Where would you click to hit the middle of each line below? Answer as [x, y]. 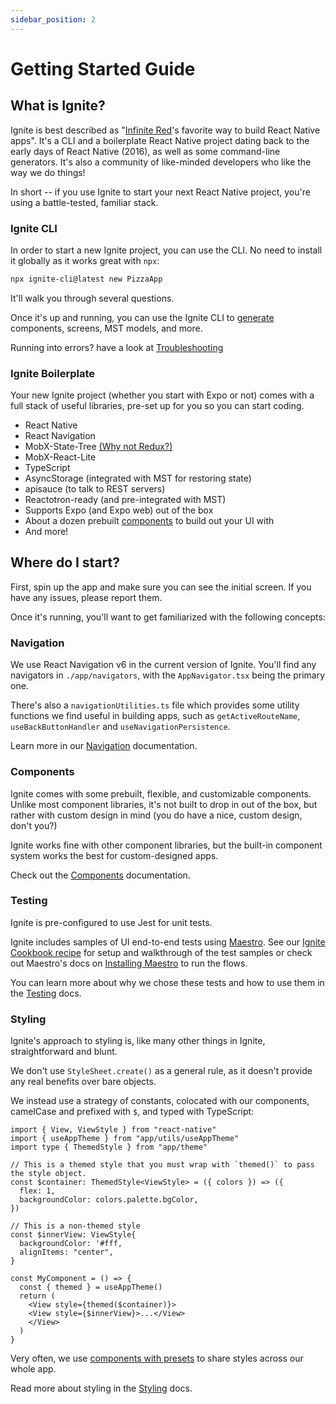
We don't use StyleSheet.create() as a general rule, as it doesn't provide [161, 1071]
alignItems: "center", [66, 1252]
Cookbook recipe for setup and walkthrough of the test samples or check [161, 952]
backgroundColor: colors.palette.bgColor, [109, 1200]
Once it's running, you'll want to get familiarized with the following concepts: [168, 617]
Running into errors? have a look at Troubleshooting [117, 347]
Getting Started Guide [103, 68]
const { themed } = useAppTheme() [91, 1287]
